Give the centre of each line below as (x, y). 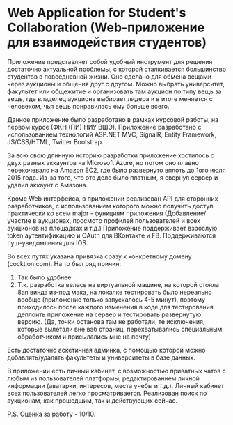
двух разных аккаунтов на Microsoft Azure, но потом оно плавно (103, 162)
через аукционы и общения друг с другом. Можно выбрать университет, (116, 84)
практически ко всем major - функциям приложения (85, 213)
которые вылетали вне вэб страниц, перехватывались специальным (120, 329)
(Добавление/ (185, 213)
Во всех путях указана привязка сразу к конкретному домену (100, 256)
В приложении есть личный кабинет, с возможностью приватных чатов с (116, 371)
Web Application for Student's (97, 13)
